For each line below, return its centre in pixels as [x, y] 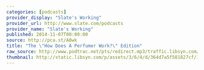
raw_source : [21, 52]
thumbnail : [20, 57]
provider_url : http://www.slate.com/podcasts [65, 23]
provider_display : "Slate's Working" [54, 18]
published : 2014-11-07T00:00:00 [47, 35]
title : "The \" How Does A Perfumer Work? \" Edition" [74, 46]
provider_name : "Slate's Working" [50, 29]
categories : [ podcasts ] [36, 12]
